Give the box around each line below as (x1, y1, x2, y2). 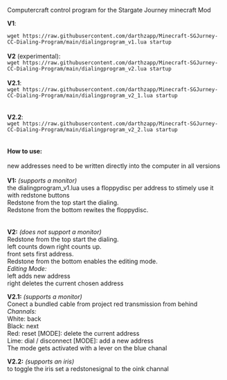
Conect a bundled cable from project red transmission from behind (7, 300, 198, 308)
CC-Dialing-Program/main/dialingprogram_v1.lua (7, 39, 147, 46)
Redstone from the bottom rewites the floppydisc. (7, 206, 149, 213)
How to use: (7, 147, 43, 155)
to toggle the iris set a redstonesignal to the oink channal (7, 365, 170, 372)
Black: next (7, 322, 39, 330)
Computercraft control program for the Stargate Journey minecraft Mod (7, 6, 211, 14)
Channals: (7, 307, 37, 315)
